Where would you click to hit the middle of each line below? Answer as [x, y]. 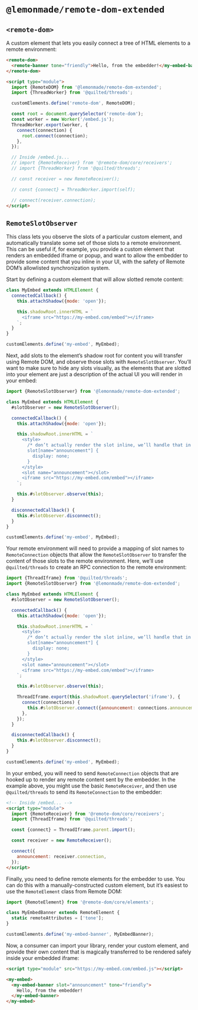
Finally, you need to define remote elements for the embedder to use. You [95, 879]
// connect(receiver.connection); [54, 200]
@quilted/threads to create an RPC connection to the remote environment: [96, 567]
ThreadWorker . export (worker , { [50, 125]
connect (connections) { [51, 703]
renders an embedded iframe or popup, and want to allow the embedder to [97, 256]
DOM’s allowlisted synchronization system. [58, 268]
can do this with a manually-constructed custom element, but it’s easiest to [97, 885]
